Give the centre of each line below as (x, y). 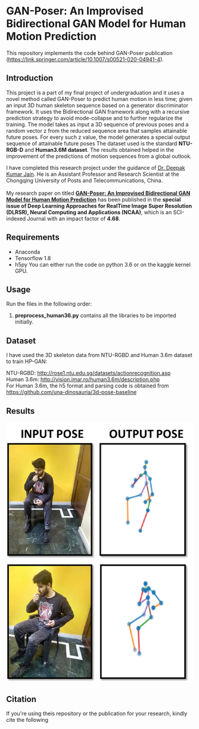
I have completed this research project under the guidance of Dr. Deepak (96, 167)
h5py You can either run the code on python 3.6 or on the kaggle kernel (102, 264)
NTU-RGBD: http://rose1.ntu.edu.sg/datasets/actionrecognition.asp (88, 373)
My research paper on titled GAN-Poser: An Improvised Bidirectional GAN (98, 193)
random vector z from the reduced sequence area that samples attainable (97, 130)
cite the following (27, 720)
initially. (24, 322)
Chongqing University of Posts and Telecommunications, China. (85, 180)
